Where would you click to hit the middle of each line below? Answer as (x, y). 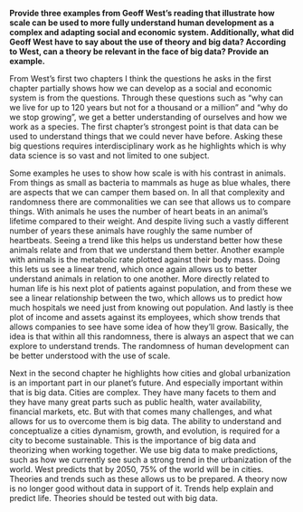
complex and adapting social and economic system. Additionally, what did (152, 32)
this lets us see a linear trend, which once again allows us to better (133, 269)
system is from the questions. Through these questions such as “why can (146, 98)
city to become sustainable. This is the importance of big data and (133, 441)
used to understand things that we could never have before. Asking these (146, 136)
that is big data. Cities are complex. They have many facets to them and (143, 392)
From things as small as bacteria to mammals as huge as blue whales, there (150, 183)
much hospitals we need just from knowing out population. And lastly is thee (151, 308)
